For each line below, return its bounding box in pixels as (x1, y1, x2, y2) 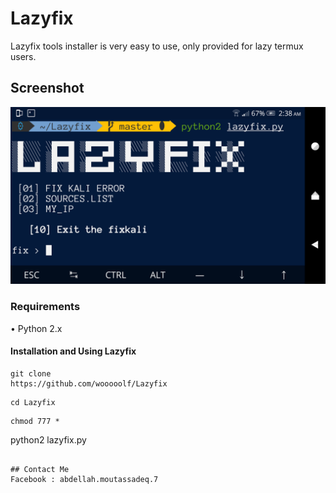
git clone (10, 368, 52, 379)
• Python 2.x (10, 322, 63, 334)
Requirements (10, 300, 81, 314)
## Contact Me (10, 464, 70, 474)
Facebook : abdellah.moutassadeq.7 (10, 474, 159, 484)
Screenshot (10, 80, 85, 97)
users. (10, 50, 37, 62)
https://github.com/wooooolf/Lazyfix (10, 378, 168, 389)
